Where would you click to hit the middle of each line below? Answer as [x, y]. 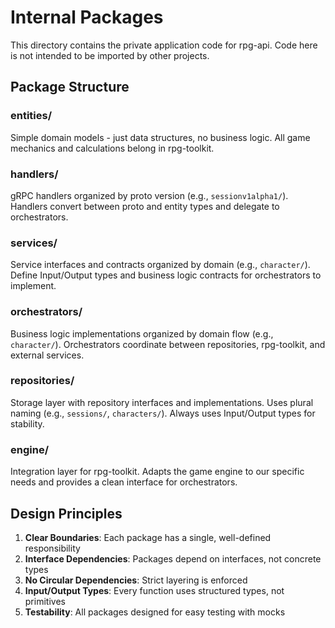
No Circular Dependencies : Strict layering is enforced [136, 580]
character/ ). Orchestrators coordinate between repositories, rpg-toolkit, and [168, 344]
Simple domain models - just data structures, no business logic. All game [160, 137]
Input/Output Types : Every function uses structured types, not [154, 590]
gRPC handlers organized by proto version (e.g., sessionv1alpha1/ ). [149, 195]
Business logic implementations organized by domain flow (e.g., [142, 333]
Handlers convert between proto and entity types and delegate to [145, 206]
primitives [45, 601]
